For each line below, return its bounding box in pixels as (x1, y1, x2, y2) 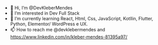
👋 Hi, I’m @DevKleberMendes (10, 5, 73, 11)
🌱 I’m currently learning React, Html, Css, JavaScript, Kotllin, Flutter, (10, 16, 153, 21)
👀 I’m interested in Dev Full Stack (10, 10, 80, 16)
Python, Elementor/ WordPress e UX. (10, 21, 88, 27)
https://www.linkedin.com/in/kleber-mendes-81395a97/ (10, 34, 128, 40)
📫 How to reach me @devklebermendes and (10, 27, 106, 32)
